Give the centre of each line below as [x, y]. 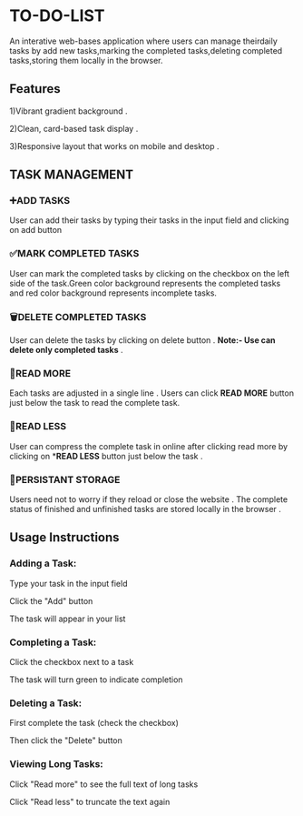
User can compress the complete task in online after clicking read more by [149, 446]
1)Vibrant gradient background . [69, 111]
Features [35, 89]
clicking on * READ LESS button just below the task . [106, 456]
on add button [36, 230]
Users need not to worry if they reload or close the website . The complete [149, 499]
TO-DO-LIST [57, 16]
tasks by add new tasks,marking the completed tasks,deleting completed [146, 50]
